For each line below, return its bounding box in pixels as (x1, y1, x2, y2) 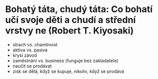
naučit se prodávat (12, 63, 52, 69)
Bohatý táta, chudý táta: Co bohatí (5, 4, 153, 15)
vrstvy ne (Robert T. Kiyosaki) (5, 25, 134, 36)
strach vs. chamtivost (12, 41, 58, 47)
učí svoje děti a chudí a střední (5, 14, 136, 26)
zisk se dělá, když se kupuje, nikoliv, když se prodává (12, 68, 125, 74)
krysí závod (12, 52, 37, 58)
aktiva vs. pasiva (12, 47, 48, 53)
